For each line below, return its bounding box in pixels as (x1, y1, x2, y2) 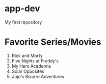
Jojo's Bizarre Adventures (11, 73, 64, 79)
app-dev (4, 3, 40, 14)
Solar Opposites (11, 68, 45, 74)
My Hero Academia (11, 63, 51, 69)
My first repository (4, 19, 42, 25)
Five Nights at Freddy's (11, 57, 59, 64)
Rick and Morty (11, 53, 43, 58)
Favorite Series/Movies (4, 36, 102, 48)
